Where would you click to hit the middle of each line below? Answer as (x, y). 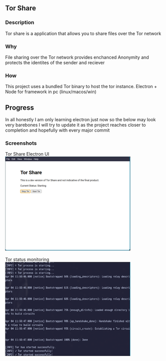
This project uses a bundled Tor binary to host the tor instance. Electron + (81, 87)
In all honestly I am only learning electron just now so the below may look (80, 120)
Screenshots (21, 143)
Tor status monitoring (27, 259)
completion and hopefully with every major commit (57, 130)
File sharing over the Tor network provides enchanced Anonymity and (77, 57)
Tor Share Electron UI (27, 154)
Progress (19, 107)
